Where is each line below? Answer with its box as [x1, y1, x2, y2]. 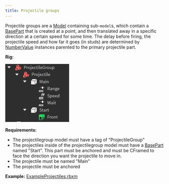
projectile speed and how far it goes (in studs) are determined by [5, 38, 140, 45]
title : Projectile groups [5, 8, 59, 13]
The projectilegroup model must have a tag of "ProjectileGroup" [12, 137, 145, 143]
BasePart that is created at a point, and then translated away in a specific [5, 28, 157, 34]
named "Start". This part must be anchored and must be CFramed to [12, 147, 154, 153]
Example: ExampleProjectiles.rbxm [5, 173, 78, 179]
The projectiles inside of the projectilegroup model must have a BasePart [12, 142, 164, 148]
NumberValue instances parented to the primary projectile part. [5, 44, 137, 50]
